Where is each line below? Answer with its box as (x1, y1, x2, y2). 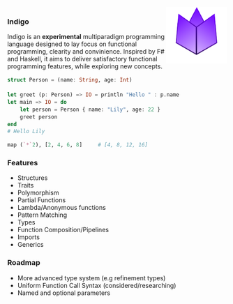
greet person (20, 113, 58, 121)
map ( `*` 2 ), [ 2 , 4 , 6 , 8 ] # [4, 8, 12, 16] (7, 142, 149, 149)
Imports (17, 233, 40, 241)
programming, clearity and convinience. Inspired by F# (7, 47, 165, 56)
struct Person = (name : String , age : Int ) (7, 77, 133, 84)
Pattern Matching (17, 211, 68, 219)
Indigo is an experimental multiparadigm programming (7, 33, 165, 41)
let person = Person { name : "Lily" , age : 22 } (20, 106, 160, 113)
